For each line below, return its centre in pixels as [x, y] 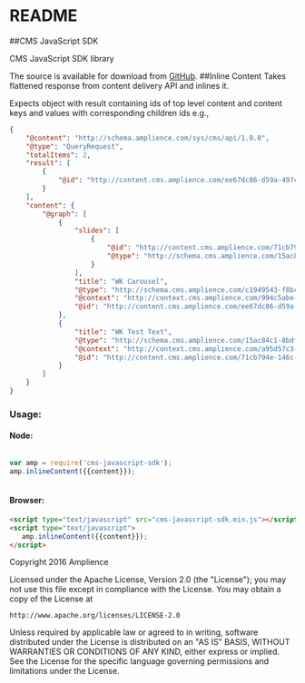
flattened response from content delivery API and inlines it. [119, 85]
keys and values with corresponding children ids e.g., [109, 112]
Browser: [27, 501]
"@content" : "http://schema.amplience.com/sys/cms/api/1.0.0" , [148, 138]
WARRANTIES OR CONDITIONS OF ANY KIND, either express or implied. [144, 652]
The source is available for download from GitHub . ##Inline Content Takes [148, 76]
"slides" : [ [97, 231]
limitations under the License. [64, 671]
